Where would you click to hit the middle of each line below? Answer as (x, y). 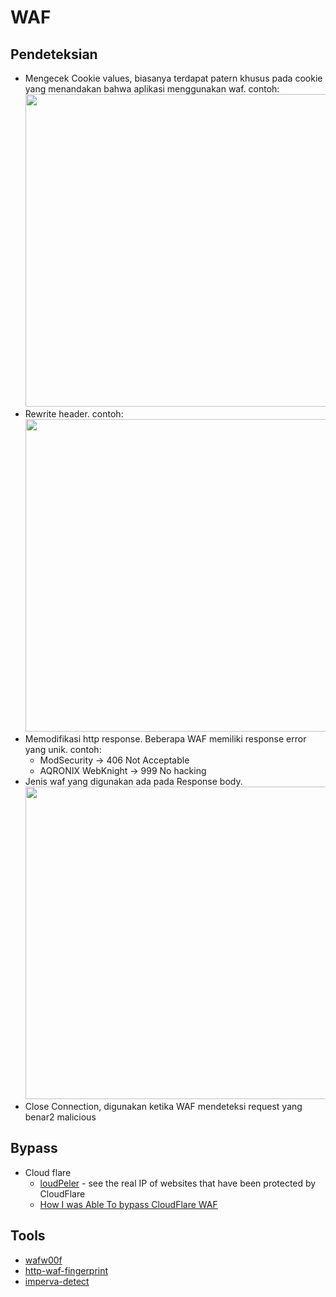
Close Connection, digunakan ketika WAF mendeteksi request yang (163, 1106)
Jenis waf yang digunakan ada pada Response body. (133, 781)
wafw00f (43, 1260)
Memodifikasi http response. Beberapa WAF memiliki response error (165, 739)
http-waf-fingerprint (66, 1270)
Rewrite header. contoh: (74, 414)
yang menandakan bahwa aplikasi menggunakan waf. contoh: (152, 89)
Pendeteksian (54, 54)
